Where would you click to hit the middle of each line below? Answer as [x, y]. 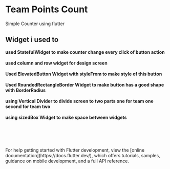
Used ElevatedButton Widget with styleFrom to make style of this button [84, 74]
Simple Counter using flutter [35, 24]
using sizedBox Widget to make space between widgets [66, 117]
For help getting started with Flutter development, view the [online [75, 150]
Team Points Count [47, 9]
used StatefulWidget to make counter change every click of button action [85, 52]
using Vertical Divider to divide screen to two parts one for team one [79, 101]
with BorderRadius [26, 90]
